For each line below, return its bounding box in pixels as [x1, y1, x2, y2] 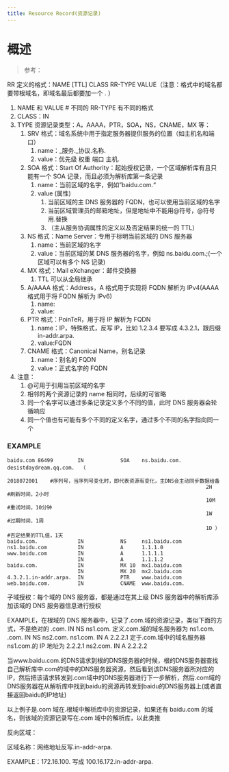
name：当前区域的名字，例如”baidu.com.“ [37, 180, 156, 189]
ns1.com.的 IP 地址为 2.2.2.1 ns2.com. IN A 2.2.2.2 [7, 642, 148, 650]
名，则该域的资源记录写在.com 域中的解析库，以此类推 [7, 714, 161, 722]
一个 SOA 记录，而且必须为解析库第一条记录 [39, 172, 163, 180]
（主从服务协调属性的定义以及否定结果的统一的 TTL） [47, 224, 199, 232]
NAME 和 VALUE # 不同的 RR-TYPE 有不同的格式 [16, 104, 154, 112]
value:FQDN [37, 339, 72, 347]
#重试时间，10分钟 [7, 504, 53, 511]
